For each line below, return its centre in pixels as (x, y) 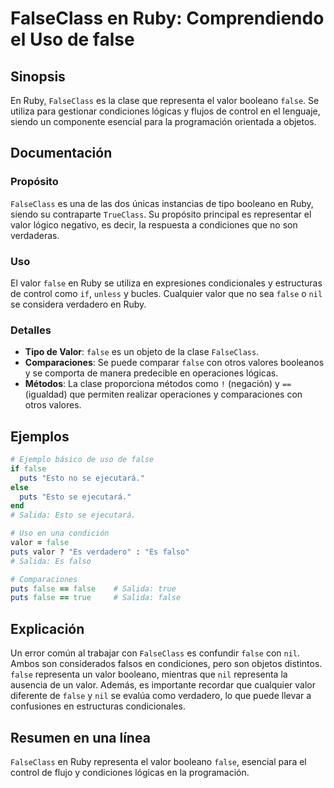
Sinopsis (38, 76)
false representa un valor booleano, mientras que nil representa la (149, 674)
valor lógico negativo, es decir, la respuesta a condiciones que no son (154, 224)
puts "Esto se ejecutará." (75, 497)
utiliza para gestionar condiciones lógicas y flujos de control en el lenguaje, (165, 111)
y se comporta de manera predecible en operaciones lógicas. (151, 373)
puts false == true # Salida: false (96, 598)
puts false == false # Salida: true (93, 588)
